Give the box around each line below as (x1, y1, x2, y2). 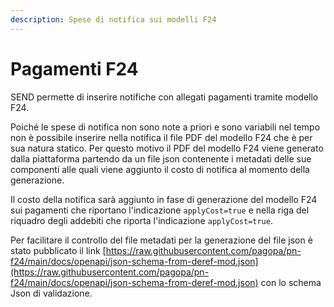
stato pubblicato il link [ (10, 244, 107, 256)
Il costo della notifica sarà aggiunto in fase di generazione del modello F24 (10, 193, 318, 205)
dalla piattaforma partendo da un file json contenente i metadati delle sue (10, 152, 312, 165)
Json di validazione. (10, 287, 93, 299)
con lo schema (260, 276, 322, 288)
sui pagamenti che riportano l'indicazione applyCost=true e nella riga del (10, 204, 310, 216)
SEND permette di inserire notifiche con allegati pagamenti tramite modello (10, 91, 319, 103)
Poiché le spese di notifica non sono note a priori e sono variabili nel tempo (10, 121, 321, 133)
